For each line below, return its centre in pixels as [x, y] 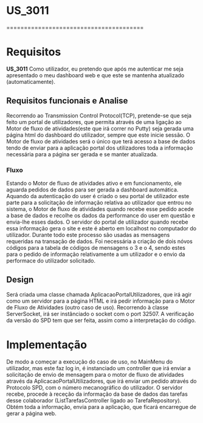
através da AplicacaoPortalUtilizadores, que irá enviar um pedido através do [101, 381]
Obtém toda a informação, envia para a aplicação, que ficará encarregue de [101, 407]
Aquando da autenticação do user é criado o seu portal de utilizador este [98, 196]
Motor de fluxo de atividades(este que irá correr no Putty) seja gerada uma [100, 128]
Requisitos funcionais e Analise [67, 101]
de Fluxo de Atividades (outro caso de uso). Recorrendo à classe [88, 307]
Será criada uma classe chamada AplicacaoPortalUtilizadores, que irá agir [99, 294]
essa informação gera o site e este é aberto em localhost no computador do [101, 228]
